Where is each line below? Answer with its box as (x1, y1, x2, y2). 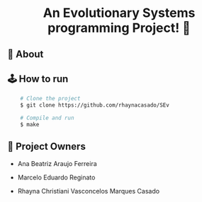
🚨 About (7, 48, 44, 60)
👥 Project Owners (7, 141, 86, 153)
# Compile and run (20, 114, 74, 121)
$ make (20, 121, 40, 129)
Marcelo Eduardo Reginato (17, 173, 96, 182)
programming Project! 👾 (47, 20, 191, 36)
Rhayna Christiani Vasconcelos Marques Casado (17, 186, 160, 195)
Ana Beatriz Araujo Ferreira (17, 159, 97, 167)
